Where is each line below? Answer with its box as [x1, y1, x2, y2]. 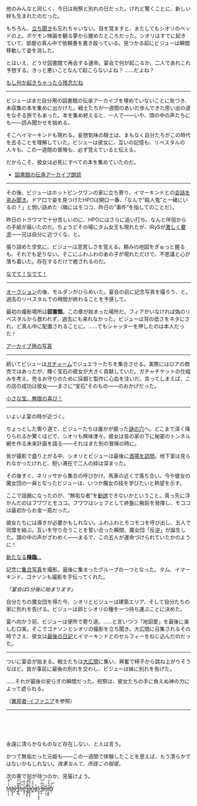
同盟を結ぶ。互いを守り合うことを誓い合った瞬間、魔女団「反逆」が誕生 [6, 526, 181, 533]
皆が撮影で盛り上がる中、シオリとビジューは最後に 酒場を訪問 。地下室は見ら [6, 453, 191, 459]
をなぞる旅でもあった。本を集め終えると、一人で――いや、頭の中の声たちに [6, 112, 191, 118]
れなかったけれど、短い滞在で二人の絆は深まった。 [6, 460, 129, 467]
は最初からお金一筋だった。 [6, 506, 73, 513]
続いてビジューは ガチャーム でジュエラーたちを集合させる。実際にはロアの [6, 361, 185, 368]
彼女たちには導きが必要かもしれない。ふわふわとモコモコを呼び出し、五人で [6, 519, 191, 526]
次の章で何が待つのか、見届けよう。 [6, 773, 93, 780]
